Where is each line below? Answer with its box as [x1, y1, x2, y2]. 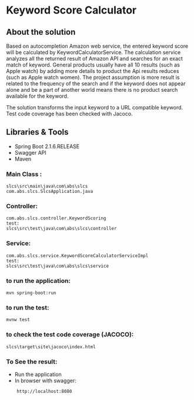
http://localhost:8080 [16, 388, 72, 394]
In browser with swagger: [14, 377, 76, 384]
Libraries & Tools [6, 127, 69, 137]
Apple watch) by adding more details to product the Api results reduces [6, 68, 179, 74]
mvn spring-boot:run [6, 290, 57, 296]
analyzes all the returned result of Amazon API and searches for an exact [6, 55, 183, 62]
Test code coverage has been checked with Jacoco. [6, 110, 133, 117]
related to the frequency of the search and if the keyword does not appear [6, 80, 186, 87]
